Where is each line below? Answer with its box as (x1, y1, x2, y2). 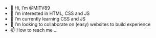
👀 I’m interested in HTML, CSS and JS (10, 10, 90, 16)
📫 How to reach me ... (10, 27, 58, 33)
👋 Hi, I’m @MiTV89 (10, 5, 50, 11)
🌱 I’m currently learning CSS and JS (10, 16, 86, 22)
